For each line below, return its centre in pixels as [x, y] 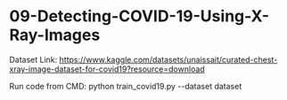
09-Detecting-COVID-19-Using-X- [139, 16]
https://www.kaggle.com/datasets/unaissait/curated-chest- [168, 59]
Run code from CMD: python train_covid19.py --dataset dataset [126, 86]
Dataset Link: [33, 59]
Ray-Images [55, 35]
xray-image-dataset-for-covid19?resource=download [107, 69]
